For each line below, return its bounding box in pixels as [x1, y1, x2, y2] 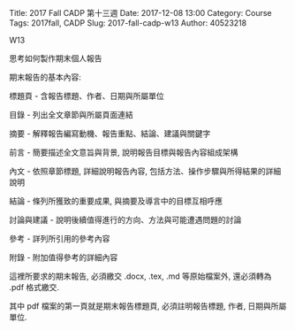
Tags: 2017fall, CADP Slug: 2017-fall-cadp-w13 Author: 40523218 [9, 18, 247, 28]
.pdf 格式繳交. [9, 282, 60, 292]
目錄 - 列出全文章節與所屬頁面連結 [9, 110, 134, 119]
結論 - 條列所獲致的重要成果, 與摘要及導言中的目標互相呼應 [9, 196, 223, 206]
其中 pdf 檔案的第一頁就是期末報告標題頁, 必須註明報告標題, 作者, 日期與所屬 [9, 301, 287, 311]
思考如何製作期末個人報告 [9, 53, 102, 64]
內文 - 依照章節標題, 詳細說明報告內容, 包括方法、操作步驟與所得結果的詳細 [9, 166, 282, 176]
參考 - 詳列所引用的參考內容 [9, 234, 110, 243]
